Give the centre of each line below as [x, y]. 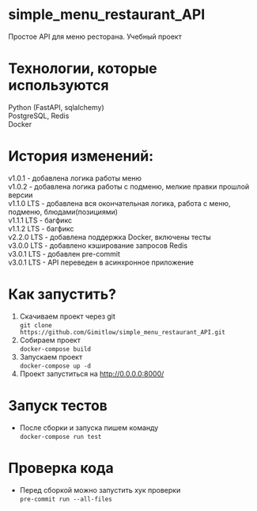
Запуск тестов [58, 405]
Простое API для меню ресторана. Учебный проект [95, 36]
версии [21, 195]
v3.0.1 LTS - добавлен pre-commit [64, 254]
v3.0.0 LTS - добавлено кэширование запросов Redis [98, 245]
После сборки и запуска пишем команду [89, 427]
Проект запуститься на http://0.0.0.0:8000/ [92, 373]
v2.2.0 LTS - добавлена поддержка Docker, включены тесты [110, 237]
